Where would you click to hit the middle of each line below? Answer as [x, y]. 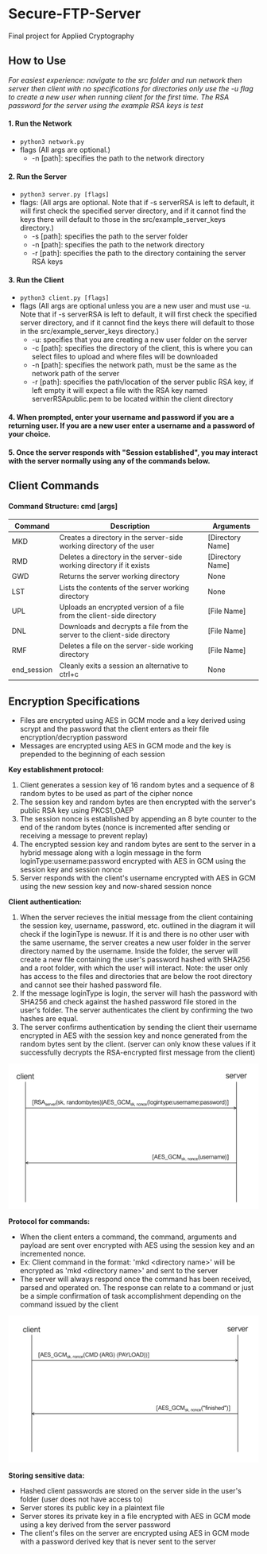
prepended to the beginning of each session [92, 754]
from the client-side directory [108, 615]
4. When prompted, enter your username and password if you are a [121, 417]
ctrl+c [69, 674]
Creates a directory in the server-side [121, 537]
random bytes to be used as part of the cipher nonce [106, 793]
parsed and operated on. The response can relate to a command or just [137, 1287]
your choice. [30, 433]
